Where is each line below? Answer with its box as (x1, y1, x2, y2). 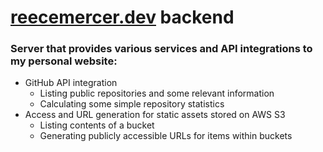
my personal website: (10, 54, 118, 68)
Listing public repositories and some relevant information (39, 87, 275, 100)
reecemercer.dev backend (10, 6, 235, 29)
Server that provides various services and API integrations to (10, 42, 313, 56)
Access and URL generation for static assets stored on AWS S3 (24, 109, 286, 121)
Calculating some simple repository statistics (39, 98, 225, 110)
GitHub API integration (24, 77, 118, 89)
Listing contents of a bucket (39, 119, 155, 131)
